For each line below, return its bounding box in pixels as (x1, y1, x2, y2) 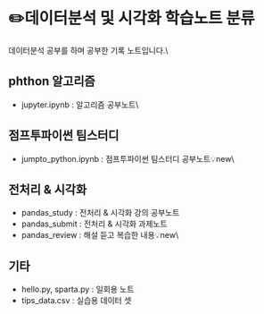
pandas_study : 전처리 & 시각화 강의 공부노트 (21, 208, 180, 218)
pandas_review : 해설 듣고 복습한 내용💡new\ (21, 230, 179, 241)
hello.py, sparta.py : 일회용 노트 (21, 284, 135, 295)
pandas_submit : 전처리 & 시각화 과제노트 (21, 218, 168, 229)
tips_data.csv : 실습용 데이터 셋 (21, 295, 132, 306)
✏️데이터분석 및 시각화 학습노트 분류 (8, 8, 255, 29)
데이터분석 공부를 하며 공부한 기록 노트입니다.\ (8, 45, 169, 55)
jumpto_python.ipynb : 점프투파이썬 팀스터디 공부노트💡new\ (21, 153, 235, 164)
